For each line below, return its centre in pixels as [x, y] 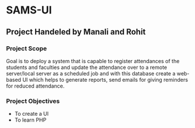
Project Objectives [33, 101]
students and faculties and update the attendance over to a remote [87, 67]
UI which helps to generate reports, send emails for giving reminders [105, 79]
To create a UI [31, 114]
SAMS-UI [29, 10]
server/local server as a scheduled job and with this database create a [91, 73]
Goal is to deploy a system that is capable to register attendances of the [93, 61]
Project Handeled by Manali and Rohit [76, 32]
